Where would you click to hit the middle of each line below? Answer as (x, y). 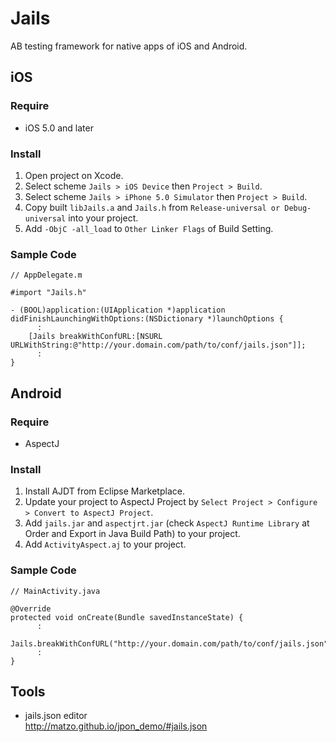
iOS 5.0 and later (59, 128)
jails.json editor (56, 716)
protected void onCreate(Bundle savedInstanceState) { (127, 617)
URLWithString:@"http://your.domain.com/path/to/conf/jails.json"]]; (158, 345)
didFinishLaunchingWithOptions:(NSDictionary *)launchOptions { (147, 319)
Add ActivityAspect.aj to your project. (105, 544)
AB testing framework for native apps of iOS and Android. (129, 46)
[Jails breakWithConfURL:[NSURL (95, 337)
